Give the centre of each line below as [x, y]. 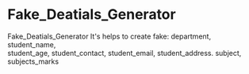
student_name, [32, 44]
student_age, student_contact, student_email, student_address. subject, [125, 53]
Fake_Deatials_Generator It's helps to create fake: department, [109, 36]
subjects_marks [33, 61]
